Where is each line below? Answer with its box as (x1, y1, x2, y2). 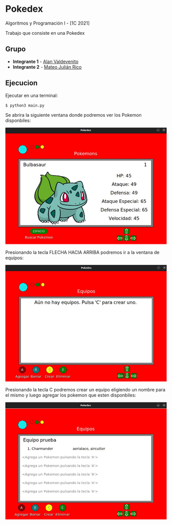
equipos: (5, 255, 24, 261)
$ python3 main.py (5, 103, 45, 108)
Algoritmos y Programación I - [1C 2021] (5, 20, 90, 26)
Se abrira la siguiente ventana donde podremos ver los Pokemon (5, 112, 142, 118)
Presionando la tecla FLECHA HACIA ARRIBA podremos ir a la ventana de (5, 249, 160, 255)
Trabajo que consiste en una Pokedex (5, 30, 85, 36)
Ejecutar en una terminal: (5, 92, 58, 98)
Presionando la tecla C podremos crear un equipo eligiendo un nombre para (5, 387, 165, 393)
